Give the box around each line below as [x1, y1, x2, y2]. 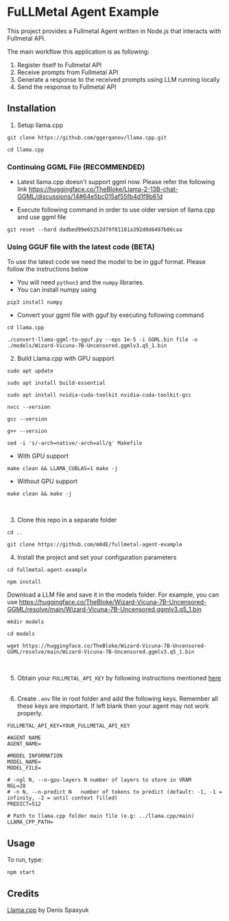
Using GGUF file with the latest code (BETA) [7, 242, 156, 252]
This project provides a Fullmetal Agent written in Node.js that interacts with [7, 27, 221, 35]
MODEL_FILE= [7, 764, 41, 772]
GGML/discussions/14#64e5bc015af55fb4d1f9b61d [16, 192, 163, 201]
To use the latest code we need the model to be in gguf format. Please [7, 258, 206, 266]
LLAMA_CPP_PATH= [7, 819, 53, 825]
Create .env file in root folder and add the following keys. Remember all [16, 695, 218, 703]
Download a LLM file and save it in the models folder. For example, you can [7, 590, 219, 599]
